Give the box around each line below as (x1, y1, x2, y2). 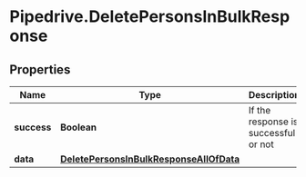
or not (248, 138, 275, 151)
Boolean (60, 121, 97, 133)
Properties (9, 62, 71, 77)
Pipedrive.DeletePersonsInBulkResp (9, 6, 291, 27)
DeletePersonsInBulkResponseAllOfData (60, 152, 240, 165)
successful (248, 127, 296, 139)
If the (248, 104, 271, 116)
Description (248, 89, 301, 101)
